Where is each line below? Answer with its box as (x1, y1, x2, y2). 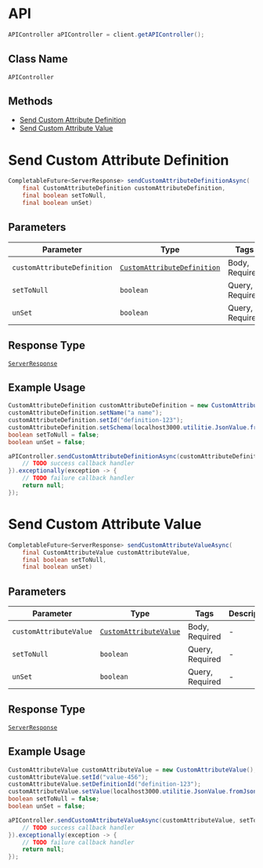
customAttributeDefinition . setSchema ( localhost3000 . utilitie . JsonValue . (8, 423, 250, 432)
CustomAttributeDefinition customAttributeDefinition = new (8, 402, 209, 410)
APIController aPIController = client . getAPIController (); (8, 31, 205, 38)
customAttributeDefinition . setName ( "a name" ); (8, 409, 163, 417)
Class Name (8, 53, 68, 66)
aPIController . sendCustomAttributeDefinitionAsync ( (8, 452, 180, 460)
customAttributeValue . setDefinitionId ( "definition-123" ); (8, 780, 201, 789)
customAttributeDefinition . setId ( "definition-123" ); (8, 417, 184, 425)
